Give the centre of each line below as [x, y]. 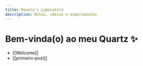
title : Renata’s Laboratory [34, 10]
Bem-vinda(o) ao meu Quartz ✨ [71, 39]
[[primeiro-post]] [30, 58]
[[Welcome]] [25, 53]
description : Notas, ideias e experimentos [51, 14]
